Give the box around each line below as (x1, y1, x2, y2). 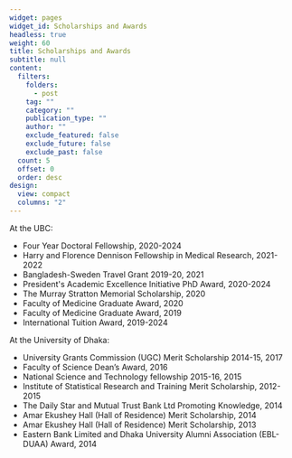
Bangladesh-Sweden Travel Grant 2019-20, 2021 (22, 268, 204, 280)
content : (9, 64, 42, 73)
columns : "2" (17, 198, 67, 208)
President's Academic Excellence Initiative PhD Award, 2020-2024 (22, 278, 271, 289)
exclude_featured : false (25, 131, 119, 140)
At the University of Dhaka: (9, 334, 110, 345)
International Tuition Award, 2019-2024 (22, 317, 169, 328)
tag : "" (25, 97, 54, 107)
